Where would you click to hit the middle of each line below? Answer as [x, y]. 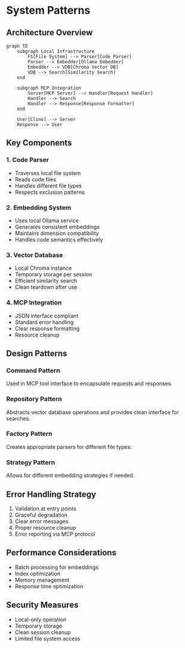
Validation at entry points [45, 508]
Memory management [42, 580]
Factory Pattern [29, 434]
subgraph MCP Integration [49, 88]
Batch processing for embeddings [56, 567]
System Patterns [48, 10]
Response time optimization [49, 586]
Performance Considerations [61, 553]
